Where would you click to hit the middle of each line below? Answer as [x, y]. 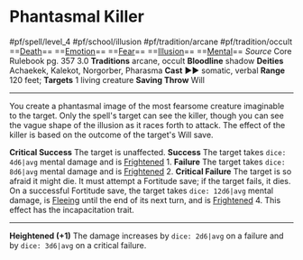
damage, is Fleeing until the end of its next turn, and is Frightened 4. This [145, 200]
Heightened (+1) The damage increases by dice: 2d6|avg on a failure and [147, 236]
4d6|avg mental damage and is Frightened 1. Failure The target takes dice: [147, 162]
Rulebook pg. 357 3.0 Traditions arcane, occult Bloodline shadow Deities [147, 60]
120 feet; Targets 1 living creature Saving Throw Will [107, 79]
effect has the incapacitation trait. [72, 209]
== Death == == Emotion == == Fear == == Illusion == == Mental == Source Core [151, 51]
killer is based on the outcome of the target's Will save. [111, 135]
